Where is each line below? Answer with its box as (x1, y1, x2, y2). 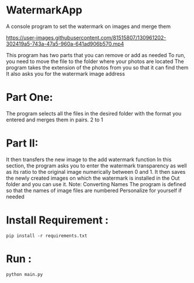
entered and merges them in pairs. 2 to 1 (6, 116, 103, 123)
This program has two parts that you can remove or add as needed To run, (6, 51, 186, 58)
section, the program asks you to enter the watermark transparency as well (6, 162, 187, 169)
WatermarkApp (6, 4, 83, 17)
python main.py (6, 271, 43, 277)
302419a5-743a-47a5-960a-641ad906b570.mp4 (6, 40, 124, 47)
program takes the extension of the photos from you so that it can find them (6, 64, 189, 71)
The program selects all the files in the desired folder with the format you (6, 110, 182, 117)
